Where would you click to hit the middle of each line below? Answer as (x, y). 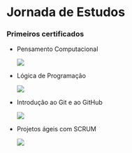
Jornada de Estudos (66, 12)
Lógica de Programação (51, 76)
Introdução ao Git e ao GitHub (59, 103)
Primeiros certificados (45, 34)
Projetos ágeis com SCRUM (57, 129)
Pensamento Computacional (57, 49)
